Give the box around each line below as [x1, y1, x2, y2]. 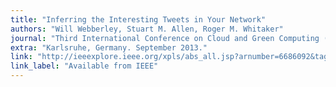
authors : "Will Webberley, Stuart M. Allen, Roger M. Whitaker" [10, 24, 284, 34]
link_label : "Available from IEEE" [10, 61, 159, 71]
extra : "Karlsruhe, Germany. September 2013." [10, 42, 208, 53]
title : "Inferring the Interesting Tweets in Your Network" [10, 14, 267, 25]
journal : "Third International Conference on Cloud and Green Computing [10, 33, 320, 43]
